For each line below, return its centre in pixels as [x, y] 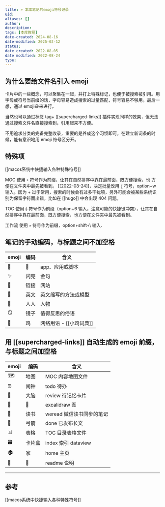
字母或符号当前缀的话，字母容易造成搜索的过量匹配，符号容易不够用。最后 [80, 100]
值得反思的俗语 [57, 314]
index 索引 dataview [68, 443]
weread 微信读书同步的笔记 [77, 414]
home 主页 [57, 453]
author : [13, 23]
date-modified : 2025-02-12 [33, 42]
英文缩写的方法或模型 [65, 294]
